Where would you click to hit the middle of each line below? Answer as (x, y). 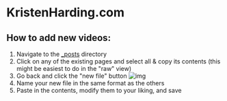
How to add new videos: (58, 38)
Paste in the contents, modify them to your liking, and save (99, 90)
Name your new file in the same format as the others (90, 83)
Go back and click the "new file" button (71, 76)
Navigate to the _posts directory (62, 54)
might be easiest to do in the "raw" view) (74, 69)
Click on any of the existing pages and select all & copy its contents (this (118, 61)
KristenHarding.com (65, 13)
